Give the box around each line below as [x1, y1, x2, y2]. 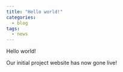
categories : [6, 14, 36, 20]
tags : [6, 25, 20, 32]
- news [11, 31, 28, 37]
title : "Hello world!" [6, 8, 63, 15]
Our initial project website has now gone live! [6, 59, 117, 67]
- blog [11, 20, 28, 26]
